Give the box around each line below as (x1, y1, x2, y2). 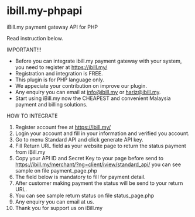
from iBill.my (15, 148, 46, 156)
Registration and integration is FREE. (15, 70, 103, 77)
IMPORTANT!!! (6, 46, 42, 53)
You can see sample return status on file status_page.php (15, 192, 155, 199)
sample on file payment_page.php (15, 167, 98, 174)
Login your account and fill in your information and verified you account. (15, 130, 190, 137)
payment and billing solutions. (15, 101, 88, 108)
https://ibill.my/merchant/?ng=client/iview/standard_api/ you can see (15, 161, 181, 168)
